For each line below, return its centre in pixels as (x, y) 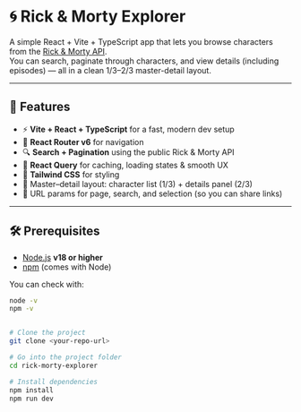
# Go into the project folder (66, 357)
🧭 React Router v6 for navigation (83, 142)
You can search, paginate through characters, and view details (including (144, 61)
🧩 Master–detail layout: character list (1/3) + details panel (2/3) (138, 184)
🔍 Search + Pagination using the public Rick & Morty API (128, 152)
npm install (31, 390)
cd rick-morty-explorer (54, 365)
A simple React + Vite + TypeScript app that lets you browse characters (141, 41)
